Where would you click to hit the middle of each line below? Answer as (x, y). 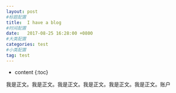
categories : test (27, 45)
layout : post (22, 11)
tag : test (18, 55)
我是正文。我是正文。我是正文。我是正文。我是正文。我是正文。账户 (88, 84)
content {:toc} (31, 72)
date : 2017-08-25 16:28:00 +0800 (50, 34)
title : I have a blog (34, 22)
